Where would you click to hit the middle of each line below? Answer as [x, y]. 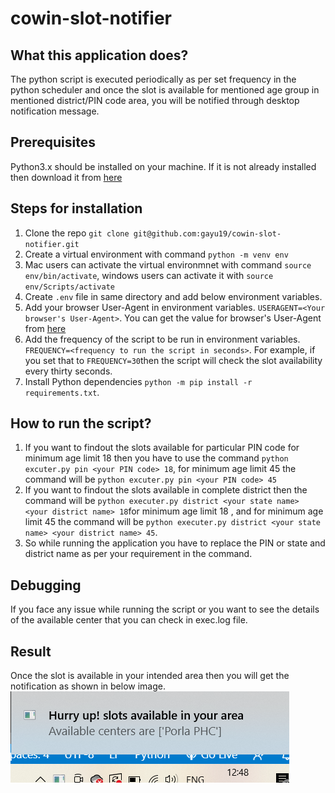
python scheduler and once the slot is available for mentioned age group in [165, 90]
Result [31, 651]
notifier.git [52, 244]
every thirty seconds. [68, 371]
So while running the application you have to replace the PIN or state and [175, 543]
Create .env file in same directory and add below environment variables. [173, 296]
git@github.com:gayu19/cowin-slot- [207, 233]
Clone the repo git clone [77, 233]
